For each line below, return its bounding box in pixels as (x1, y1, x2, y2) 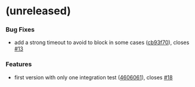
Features (5, 60, 32, 69)
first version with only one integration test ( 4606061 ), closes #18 (14, 73, 173, 81)
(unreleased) (5, 4, 71, 18)
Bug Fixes (5, 26, 35, 34)
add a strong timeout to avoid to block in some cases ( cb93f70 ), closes (14, 39, 190, 46)
